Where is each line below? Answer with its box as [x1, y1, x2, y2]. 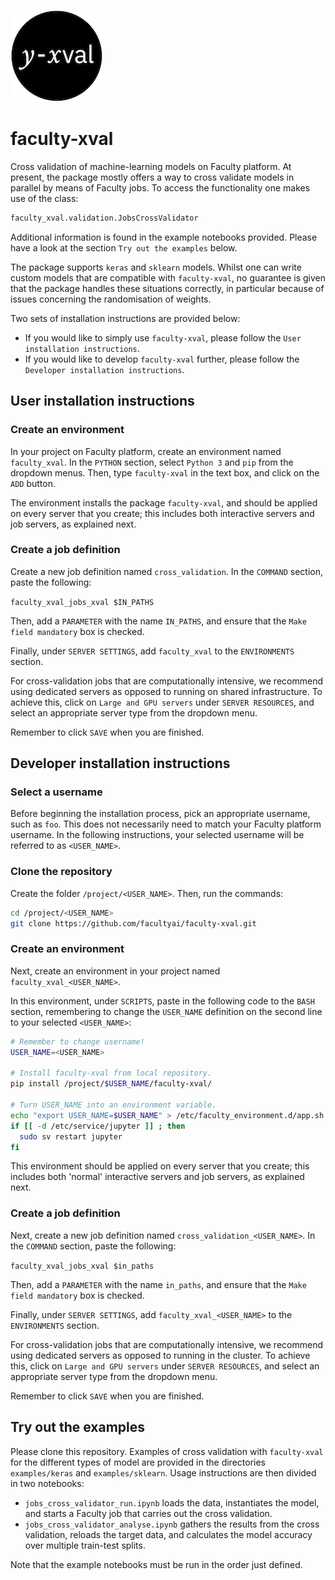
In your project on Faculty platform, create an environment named [10, 445, 282, 457]
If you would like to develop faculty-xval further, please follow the [24, 353, 300, 365]
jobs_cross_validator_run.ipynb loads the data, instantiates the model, [24, 1496, 320, 1509]
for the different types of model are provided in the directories [10, 1456, 267, 1468]
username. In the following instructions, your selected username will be [10, 829, 305, 841]
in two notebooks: [10, 1477, 85, 1489]
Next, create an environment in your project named [10, 965, 221, 977]
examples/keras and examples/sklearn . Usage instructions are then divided [10, 1466, 317, 1479]
